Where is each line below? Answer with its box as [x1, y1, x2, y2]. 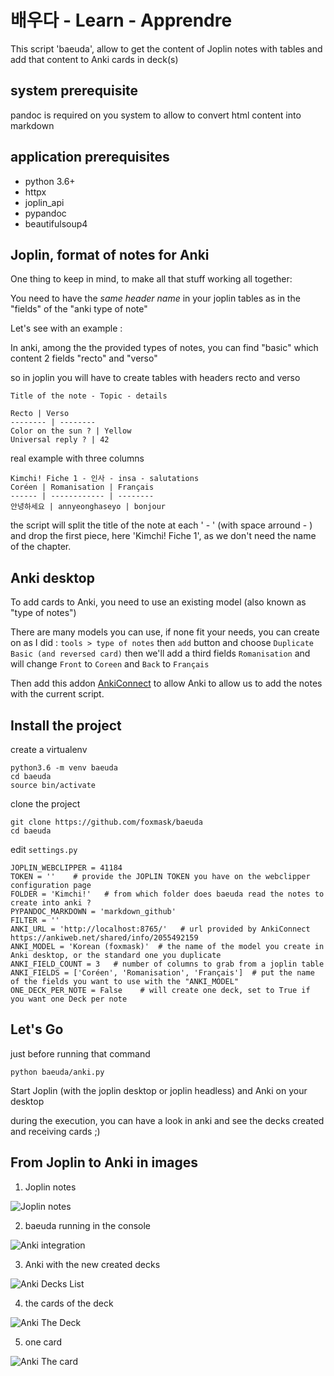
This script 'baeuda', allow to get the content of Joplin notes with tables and [10, 42, 323, 55]
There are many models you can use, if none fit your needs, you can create [10, 626, 320, 638]
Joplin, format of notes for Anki [10, 246, 210, 263]
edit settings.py [10, 844, 78, 855]
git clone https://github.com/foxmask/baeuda [10, 817, 203, 827]
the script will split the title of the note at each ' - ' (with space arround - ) [10, 519, 313, 531]
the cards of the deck [24, 1297, 114, 1309]
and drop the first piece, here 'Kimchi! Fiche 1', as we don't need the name [10, 530, 317, 542]
